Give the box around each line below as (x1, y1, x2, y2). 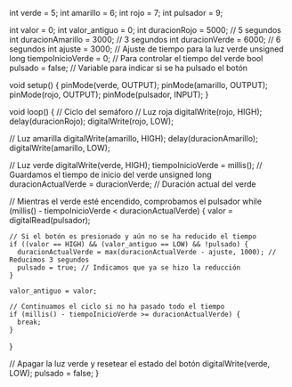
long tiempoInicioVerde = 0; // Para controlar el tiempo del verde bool (9, 53, 264, 63)
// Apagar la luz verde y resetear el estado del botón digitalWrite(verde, (9, 359, 271, 368)
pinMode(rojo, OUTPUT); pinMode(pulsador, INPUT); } (9, 89, 209, 100)
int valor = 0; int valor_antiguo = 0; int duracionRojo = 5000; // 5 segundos (9, 25, 282, 35)
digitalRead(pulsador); (9, 215, 91, 225)
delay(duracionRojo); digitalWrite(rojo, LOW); (9, 116, 174, 126)
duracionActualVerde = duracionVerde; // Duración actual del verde (9, 179, 256, 189)
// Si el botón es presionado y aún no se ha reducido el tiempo (9, 232, 256, 241)
